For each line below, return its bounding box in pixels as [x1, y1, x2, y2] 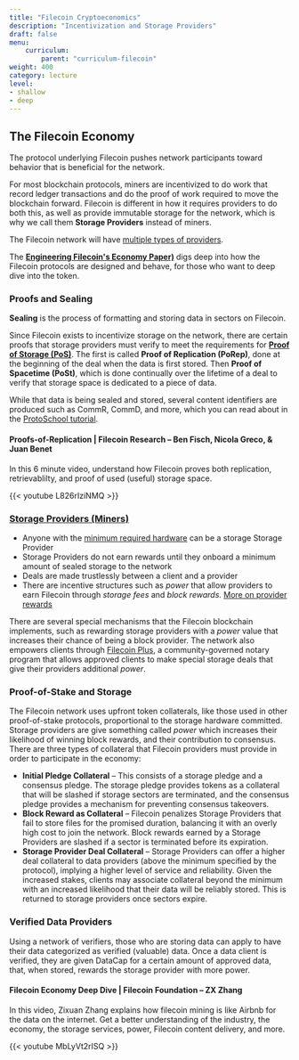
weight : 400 [9, 63, 53, 72]
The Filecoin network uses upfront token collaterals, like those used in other [9, 705, 287, 717]
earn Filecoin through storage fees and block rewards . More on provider [21, 589, 287, 599]
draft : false [9, 29, 58, 38]
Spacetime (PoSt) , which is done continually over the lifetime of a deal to [9, 368, 278, 379]
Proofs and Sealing [9, 293, 93, 306]
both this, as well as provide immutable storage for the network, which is [9, 208, 276, 218]
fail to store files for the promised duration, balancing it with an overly [21, 818, 278, 828]
